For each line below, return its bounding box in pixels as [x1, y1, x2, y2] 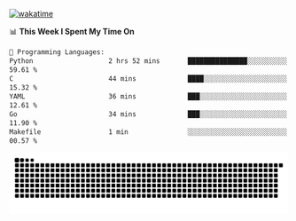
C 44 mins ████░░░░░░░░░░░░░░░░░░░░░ [9, 75, 288, 83]
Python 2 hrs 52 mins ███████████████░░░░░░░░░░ [9, 57, 288, 66]
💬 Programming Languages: [9, 48, 105, 57]
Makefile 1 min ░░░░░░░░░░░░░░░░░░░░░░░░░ [9, 128, 288, 137]
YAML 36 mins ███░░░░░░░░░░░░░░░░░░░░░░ [9, 92, 288, 101]
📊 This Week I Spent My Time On [9, 27, 135, 36]
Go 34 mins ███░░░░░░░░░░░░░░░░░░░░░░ [9, 110, 288, 119]
